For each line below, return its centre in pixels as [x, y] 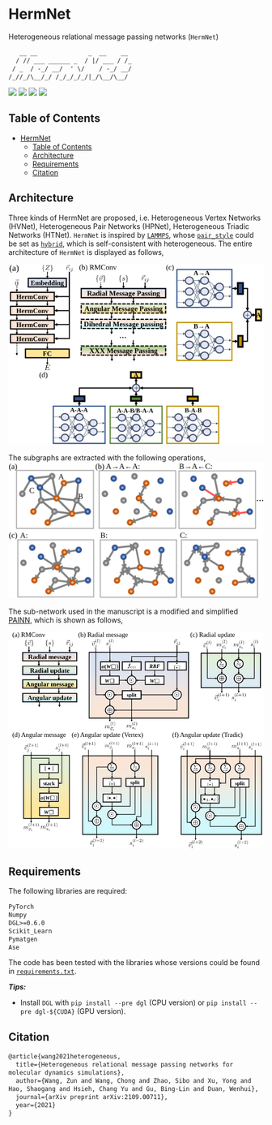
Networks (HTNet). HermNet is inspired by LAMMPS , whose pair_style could [131, 235]
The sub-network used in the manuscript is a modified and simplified [123, 611]
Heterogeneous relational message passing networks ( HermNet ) [114, 37]
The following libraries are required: [68, 891]
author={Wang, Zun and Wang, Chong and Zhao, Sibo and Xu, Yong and [134, 1081]
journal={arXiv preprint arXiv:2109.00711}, [92, 1097]
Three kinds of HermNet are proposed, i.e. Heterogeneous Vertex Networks [135, 218]
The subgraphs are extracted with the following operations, [107, 457]
